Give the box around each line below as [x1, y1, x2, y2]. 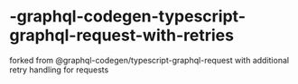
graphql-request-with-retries [9, 25, 235, 46]
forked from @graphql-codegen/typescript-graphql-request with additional [9, 55, 290, 65]
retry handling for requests [9, 64, 109, 75]
